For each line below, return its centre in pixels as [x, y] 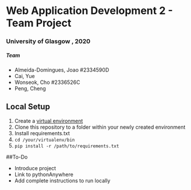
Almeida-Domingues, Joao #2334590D [62, 70]
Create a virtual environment [49, 121]
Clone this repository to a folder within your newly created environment [100, 127]
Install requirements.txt [42, 133]
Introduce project [35, 168]
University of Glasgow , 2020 [48, 41]
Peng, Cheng [30, 89]
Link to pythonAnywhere [44, 174]
